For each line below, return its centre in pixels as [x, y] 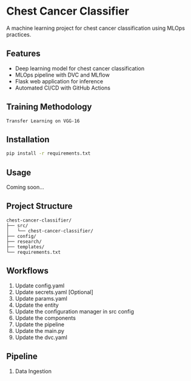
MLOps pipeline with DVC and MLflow [62, 75]
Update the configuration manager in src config [75, 311]
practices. [19, 34]
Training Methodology [49, 107]
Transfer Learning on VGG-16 [43, 121]
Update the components [45, 318]
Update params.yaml [41, 298]
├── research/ [24, 242]
